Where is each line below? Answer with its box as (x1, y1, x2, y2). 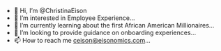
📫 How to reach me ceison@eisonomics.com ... (13, 37, 151, 44)
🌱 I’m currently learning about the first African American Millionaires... (13, 21, 215, 29)
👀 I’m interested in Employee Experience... (13, 14, 135, 22)
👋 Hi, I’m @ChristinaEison (13, 7, 87, 14)
